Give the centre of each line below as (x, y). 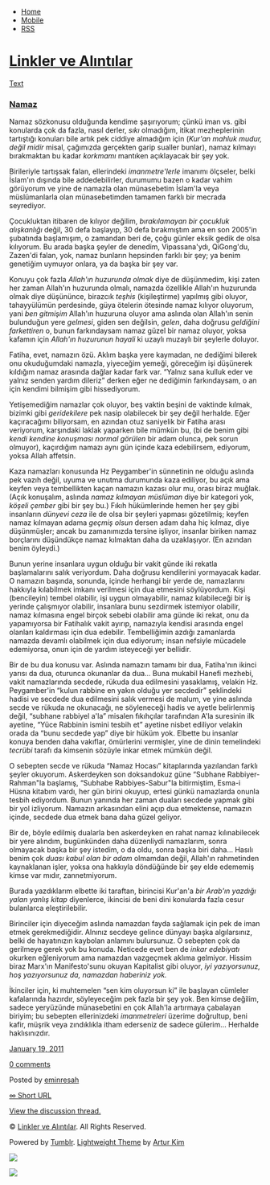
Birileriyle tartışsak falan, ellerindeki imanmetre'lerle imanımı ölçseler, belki (132, 171)
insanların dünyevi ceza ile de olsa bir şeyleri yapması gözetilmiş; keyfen (129, 515)
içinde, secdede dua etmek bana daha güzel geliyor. (96, 817)
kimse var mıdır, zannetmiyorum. (63, 875)
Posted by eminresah (44, 1080)
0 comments (30, 1064)
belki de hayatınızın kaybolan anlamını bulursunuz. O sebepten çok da (125, 941)
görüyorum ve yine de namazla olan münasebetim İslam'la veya (114, 189)
